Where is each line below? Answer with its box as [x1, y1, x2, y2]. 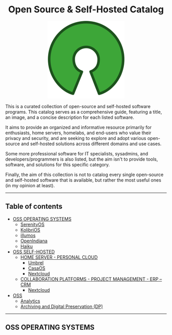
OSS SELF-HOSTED [12, 249, 55, 255]
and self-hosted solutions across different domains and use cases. [21, 140, 162, 147]
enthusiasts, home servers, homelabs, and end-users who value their [5, 130, 152, 136]
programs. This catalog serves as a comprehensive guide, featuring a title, [5, 109, 162, 115]
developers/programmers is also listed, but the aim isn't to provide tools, [5, 156, 158, 162]
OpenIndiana [20, 238, 48, 244]
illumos [20, 232, 36, 238]
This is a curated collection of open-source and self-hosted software [5, 103, 151, 109]
